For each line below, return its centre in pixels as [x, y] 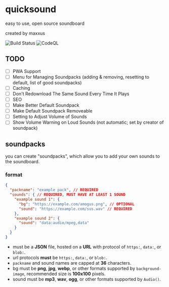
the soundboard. [23, 162]
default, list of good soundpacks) [47, 83]
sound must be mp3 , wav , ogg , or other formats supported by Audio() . [87, 279]
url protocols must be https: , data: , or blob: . [60, 258]
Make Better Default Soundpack [46, 105]
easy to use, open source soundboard [45, 23]
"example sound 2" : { [37, 218]
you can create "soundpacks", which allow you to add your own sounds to [83, 156]
